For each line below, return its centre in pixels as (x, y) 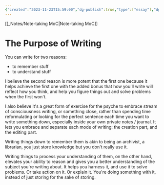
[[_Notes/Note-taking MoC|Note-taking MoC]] (51, 23)
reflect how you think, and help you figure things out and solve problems (78, 92)
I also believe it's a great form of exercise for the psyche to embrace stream (81, 106)
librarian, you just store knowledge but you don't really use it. (67, 147)
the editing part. (21, 132)
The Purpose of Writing (53, 43)
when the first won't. (26, 96)
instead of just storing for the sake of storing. (51, 177)
